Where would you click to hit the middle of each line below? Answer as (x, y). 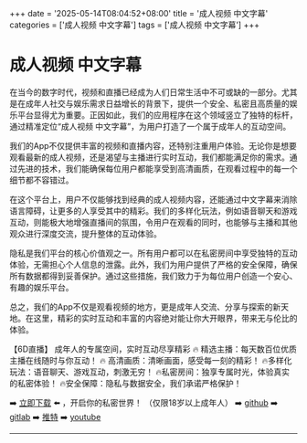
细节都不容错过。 (42, 180)
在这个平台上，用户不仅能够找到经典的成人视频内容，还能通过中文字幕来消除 (153, 199)
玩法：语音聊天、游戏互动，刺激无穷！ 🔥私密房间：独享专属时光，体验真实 (150, 372)
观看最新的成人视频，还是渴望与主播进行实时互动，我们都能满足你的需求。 (149, 157)
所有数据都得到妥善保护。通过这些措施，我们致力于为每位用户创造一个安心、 (153, 276)
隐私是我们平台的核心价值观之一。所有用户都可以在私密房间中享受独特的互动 (153, 253)
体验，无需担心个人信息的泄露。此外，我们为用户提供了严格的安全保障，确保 (153, 264)
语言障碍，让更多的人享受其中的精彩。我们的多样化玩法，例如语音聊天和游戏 (153, 211)
